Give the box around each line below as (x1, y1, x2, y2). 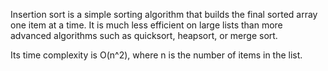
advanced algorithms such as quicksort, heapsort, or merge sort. (10, 30, 278, 41)
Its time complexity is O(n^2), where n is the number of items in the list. (10, 49, 303, 61)
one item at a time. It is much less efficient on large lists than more (10, 19, 283, 31)
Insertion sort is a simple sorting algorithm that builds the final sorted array (10, 9, 318, 20)
